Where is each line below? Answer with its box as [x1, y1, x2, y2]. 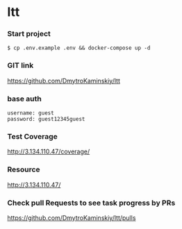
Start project [7, 29, 51, 39]
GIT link [7, 60, 34, 70]
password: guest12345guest [7, 116, 85, 123]
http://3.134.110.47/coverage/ [7, 147, 90, 156]
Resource [7, 164, 40, 174]
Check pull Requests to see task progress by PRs [7, 198, 176, 207]
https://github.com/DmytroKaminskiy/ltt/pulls [7, 213, 136, 222]
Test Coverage [7, 132, 58, 141]
